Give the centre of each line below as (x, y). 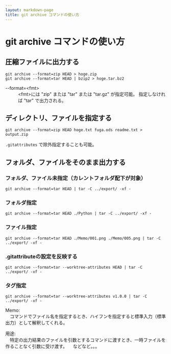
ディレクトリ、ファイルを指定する (59, 118)
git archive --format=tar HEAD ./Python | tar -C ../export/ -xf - (79, 214)
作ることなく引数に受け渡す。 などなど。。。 (53, 346)
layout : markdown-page (29, 10)
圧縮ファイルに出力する (42, 62)
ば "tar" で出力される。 (42, 100)
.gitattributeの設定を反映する (41, 257)
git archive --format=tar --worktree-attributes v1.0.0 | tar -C (76, 296)
